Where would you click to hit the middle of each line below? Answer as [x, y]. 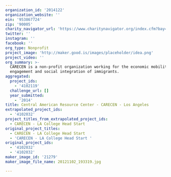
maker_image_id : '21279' [32, 157]
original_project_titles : [33, 129]
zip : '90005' [19, 24]
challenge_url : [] [30, 91]
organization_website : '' [33, 15]
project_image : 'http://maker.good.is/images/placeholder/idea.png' [79, 53]
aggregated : [18, 77]
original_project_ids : [29, 143]
